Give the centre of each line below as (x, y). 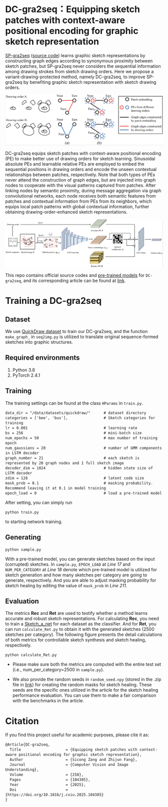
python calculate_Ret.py (31, 655)
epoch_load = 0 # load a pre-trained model (84, 493)
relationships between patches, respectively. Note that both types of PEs (80, 175)
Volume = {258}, (47, 775)
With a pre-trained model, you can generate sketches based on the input (80, 559)
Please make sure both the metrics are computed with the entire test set (87, 665)
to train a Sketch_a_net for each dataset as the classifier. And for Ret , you (81, 624)
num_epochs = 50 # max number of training (81, 438)
